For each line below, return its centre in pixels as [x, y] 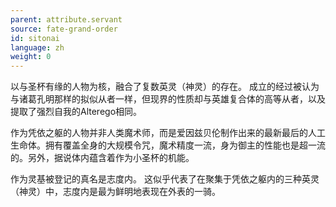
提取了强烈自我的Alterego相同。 [76, 112]
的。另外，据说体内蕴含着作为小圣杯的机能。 [102, 158]
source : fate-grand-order [64, 29]
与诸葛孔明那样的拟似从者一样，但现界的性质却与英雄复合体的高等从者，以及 [168, 99]
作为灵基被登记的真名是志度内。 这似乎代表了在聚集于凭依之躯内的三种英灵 [165, 179]
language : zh [37, 47]
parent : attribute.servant [66, 19]
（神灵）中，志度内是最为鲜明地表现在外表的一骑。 [115, 192]
